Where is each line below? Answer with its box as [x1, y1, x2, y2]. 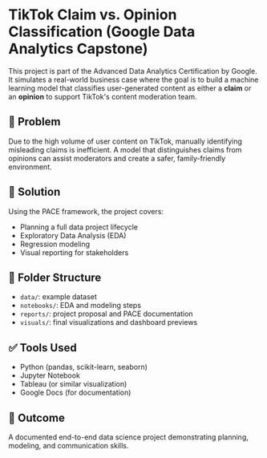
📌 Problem [8, 115, 61, 129]
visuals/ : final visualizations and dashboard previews [19, 318, 198, 327]
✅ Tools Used [8, 341, 78, 355]
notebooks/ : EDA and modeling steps [19, 301, 142, 310]
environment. [8, 162, 52, 172]
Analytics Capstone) [8, 40, 148, 58]
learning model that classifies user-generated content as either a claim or [8, 83, 252, 93]
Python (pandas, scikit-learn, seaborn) [19, 363, 148, 372]
